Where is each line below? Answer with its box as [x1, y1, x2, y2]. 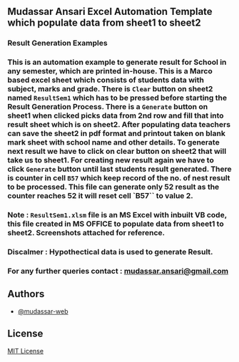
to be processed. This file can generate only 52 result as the [7, 182, 220, 192]
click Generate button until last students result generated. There [7, 164, 232, 174]
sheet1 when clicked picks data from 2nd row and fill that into [7, 110, 224, 120]
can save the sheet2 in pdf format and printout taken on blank [7, 128, 226, 138]
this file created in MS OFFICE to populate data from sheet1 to [7, 219, 224, 229]
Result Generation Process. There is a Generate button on [7, 102, 208, 112]
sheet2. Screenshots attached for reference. [7, 228, 166, 238]
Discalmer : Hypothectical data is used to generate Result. [7, 247, 213, 257]
